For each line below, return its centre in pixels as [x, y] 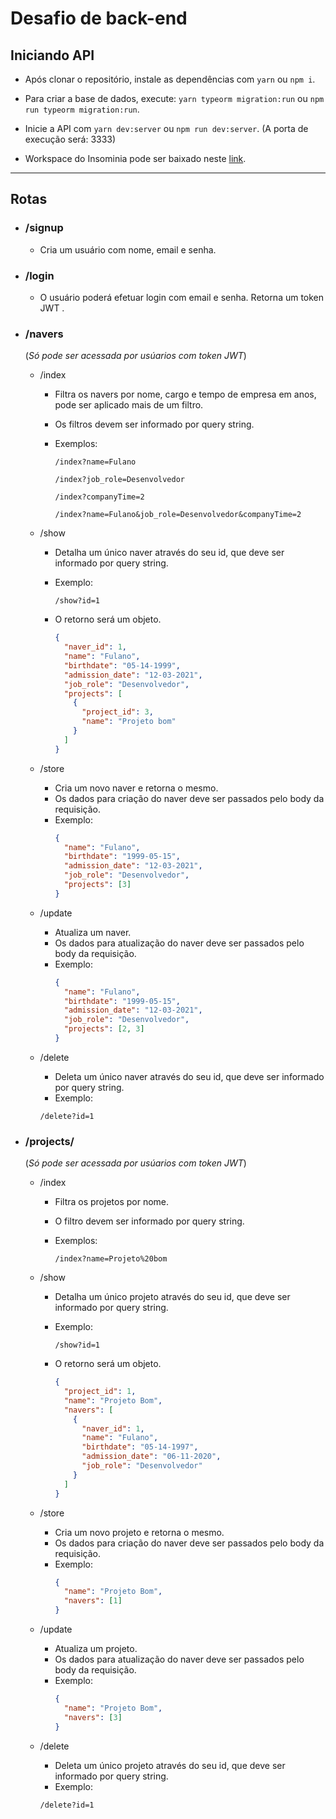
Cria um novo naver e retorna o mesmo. [136, 788]
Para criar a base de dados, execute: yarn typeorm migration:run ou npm [174, 98]
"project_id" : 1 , [100, 1392]
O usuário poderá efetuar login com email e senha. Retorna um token [182, 297]
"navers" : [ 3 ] [93, 1717]
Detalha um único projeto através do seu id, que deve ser [172, 1297]
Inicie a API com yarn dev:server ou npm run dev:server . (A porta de [166, 128]
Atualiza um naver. [93, 932]
